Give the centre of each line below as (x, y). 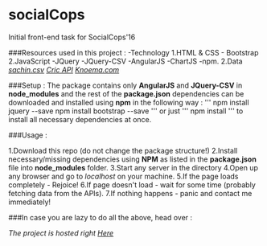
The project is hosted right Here (61, 233)
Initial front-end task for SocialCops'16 (72, 37)
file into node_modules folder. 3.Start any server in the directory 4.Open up (133, 167)
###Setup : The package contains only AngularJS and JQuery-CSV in (125, 85)
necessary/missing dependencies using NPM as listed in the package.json (133, 159)
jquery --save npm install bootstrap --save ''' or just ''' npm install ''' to (126, 111)
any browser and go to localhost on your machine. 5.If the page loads (123, 176)
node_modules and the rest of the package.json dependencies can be (126, 93)
